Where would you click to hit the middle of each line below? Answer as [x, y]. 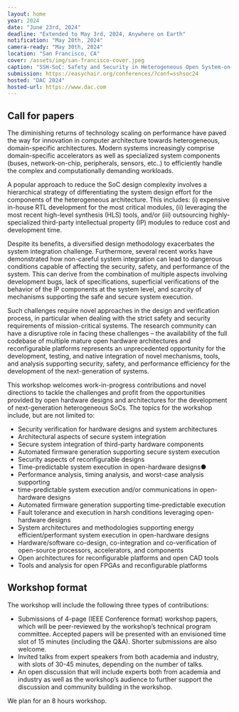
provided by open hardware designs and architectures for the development [117, 401]
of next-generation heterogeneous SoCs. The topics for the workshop [110, 408]
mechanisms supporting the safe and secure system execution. [100, 297]
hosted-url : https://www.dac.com [57, 87]
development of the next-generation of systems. [78, 371]
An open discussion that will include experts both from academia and [119, 671]
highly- [219, 215]
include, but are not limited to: [51, 416]
